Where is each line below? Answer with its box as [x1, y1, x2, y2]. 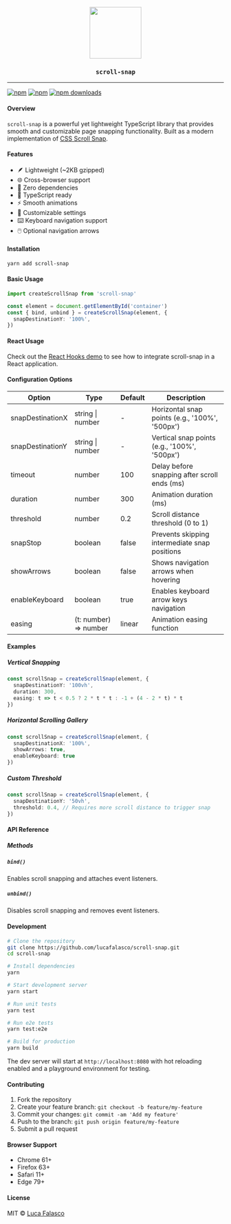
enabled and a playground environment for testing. [7, 1065, 151, 1072]
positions [151, 547, 181, 556]
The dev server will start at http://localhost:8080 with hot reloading [7, 1057, 202, 1065]
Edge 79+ [16, 1178, 45, 1186]
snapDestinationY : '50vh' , [13, 797, 91, 804]
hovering [151, 575, 181, 584]
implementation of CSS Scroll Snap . [7, 134, 109, 143]
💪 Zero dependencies [16, 183, 78, 192]
